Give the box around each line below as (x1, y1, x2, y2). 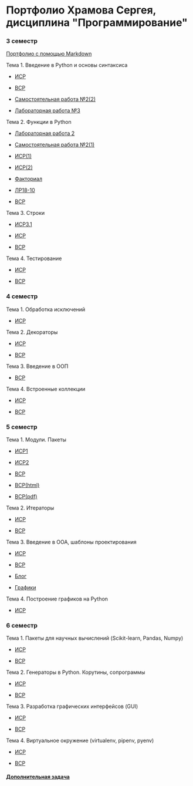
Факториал (14, 176, 43, 183)
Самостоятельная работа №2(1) (14, 141, 95, 149)
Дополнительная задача (6, 773, 70, 780)
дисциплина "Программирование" (6, 16, 188, 29)
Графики (14, 584, 36, 591)
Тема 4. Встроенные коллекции (6, 385, 86, 392)
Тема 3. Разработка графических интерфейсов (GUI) (6, 703, 138, 710)
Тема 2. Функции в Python (6, 119, 72, 126)
